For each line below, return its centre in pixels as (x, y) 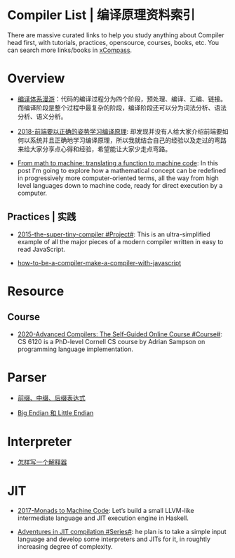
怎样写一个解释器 (42, 462)
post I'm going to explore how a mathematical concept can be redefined (122, 170)
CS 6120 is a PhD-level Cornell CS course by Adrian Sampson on (111, 341)
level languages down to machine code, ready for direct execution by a (120, 185)
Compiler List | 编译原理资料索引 (101, 15)
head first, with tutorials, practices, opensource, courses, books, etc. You (113, 42)
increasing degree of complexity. (65, 546)
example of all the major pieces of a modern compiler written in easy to (120, 241)
